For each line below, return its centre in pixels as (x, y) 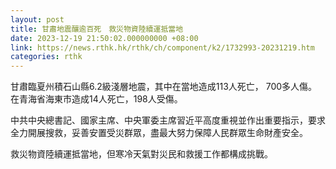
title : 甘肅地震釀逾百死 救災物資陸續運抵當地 (97, 29)
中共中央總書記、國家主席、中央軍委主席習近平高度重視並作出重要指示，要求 (168, 120)
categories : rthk (46, 57)
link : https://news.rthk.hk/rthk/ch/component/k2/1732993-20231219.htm (162, 47)
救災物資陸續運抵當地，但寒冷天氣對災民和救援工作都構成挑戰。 (141, 154)
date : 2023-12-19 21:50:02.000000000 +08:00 (104, 38)
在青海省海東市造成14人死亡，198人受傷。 (96, 99)
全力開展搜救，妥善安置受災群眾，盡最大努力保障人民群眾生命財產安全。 (159, 133)
